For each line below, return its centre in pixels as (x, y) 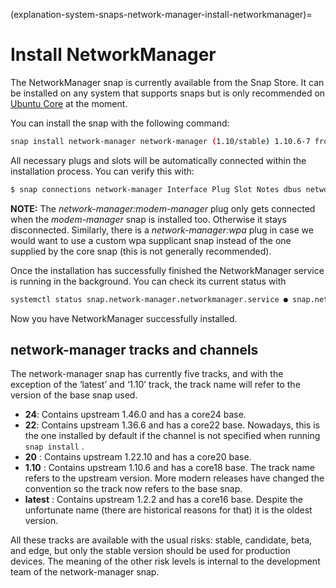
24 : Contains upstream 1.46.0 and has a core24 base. (135, 415)
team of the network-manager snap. (85, 572)
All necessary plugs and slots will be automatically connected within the (158, 160)
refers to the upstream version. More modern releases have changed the (174, 478)
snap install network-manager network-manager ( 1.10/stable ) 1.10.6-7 (160, 141)
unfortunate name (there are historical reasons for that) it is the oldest (168, 510)
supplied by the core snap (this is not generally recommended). (141, 251)
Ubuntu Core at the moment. (69, 103)
